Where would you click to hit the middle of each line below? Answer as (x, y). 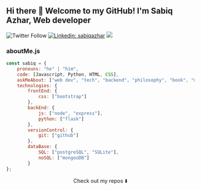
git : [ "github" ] (58, 136)
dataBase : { (43, 147)
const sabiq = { (26, 63)
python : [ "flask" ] (61, 119)
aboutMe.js (23, 51)
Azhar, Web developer (48, 21)
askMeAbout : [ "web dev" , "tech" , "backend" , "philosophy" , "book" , (103, 80)
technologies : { (37, 85)
